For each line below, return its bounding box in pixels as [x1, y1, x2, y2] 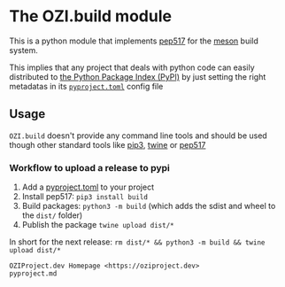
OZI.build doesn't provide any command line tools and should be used [9, 130, 267, 141]
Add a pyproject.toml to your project [21, 182, 155, 192]
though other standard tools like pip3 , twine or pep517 [9, 139, 206, 150]
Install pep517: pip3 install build [21, 191, 149, 202]
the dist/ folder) [21, 210, 83, 221]
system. [9, 44, 38, 55]
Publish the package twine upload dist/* [21, 220, 174, 230]
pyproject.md [9, 269, 58, 278]
